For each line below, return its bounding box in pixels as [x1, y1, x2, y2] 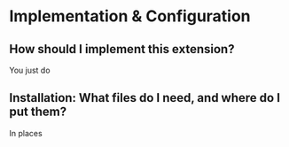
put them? [9, 104, 67, 120]
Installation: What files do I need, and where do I [9, 90, 281, 105]
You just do [9, 65, 51, 75]
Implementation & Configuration [9, 6, 251, 27]
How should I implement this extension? [9, 42, 235, 57]
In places [9, 128, 43, 138]
